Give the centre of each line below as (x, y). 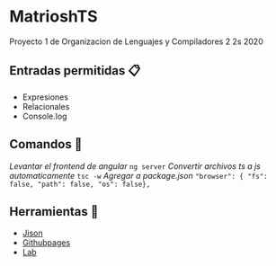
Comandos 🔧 (46, 144)
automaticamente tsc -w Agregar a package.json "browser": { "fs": (138, 175)
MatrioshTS (53, 17)
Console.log (45, 116)
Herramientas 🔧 (54, 212)
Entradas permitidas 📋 (75, 71)
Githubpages (46, 243)
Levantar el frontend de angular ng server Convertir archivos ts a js (135, 166)
